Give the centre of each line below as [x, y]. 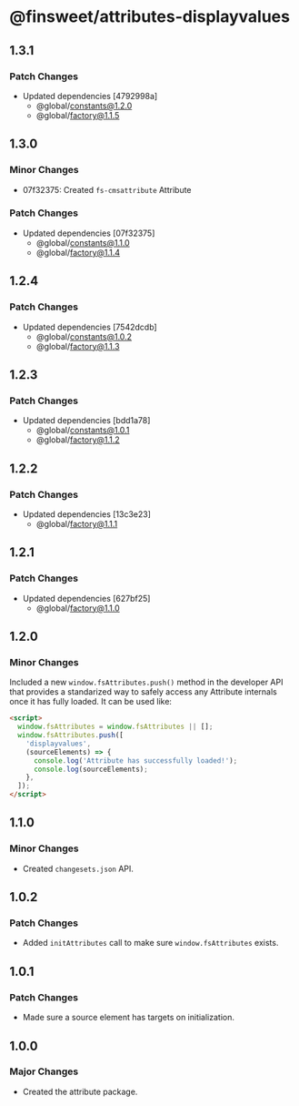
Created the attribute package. [80, 1091]
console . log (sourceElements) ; [90, 769]
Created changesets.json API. [78, 868]
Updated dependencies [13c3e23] [87, 514]
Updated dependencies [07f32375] [89, 233]
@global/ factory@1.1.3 [78, 346]
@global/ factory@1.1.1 [77, 523]
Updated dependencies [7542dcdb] [90, 327]
